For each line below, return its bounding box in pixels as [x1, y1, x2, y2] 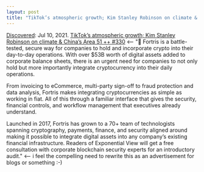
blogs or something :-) [6, 159, 63, 166]
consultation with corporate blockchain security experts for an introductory [6, 146, 195, 153]
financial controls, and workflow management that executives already [6, 101, 181, 109]
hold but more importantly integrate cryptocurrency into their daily [6, 63, 172, 71]
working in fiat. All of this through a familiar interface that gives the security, [6, 95, 197, 102]
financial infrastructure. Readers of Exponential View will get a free [6, 139, 174, 146]
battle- [170, 38, 188, 45]
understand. [6, 108, 37, 115]
